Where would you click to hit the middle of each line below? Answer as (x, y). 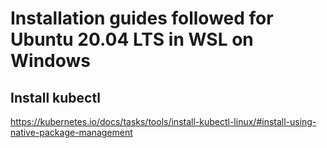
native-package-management (71, 132)
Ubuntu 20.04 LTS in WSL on (132, 39)
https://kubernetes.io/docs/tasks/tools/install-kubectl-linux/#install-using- (163, 121)
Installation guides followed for (142, 18)
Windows (50, 61)
